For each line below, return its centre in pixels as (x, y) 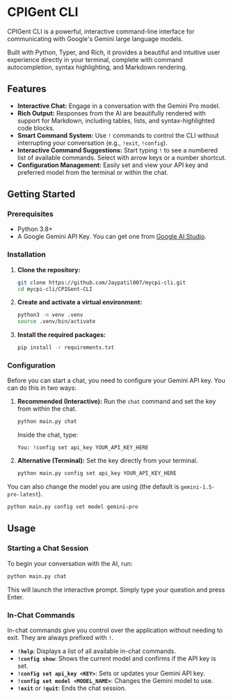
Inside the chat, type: (48, 435)
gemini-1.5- (198, 487)
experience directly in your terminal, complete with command (95, 59)
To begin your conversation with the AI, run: (70, 563)
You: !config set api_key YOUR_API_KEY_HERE (83, 448)
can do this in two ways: (42, 388)
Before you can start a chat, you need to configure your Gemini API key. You (116, 381)
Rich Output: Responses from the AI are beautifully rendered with (112, 113)
